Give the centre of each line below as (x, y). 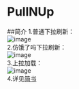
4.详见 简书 (22, 78)
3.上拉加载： (25, 63)
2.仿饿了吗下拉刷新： (37, 47)
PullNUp (31, 12)
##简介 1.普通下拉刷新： (41, 31)
